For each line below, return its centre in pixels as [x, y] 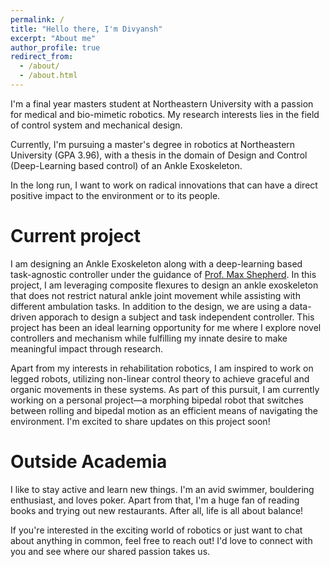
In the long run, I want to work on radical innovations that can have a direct [164, 185]
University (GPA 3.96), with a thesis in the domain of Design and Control [159, 155]
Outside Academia [89, 462]
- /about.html [48, 76]
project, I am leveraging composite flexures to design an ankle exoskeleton [164, 285]
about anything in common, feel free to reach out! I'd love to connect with [161, 540]
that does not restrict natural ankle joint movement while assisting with [155, 295]
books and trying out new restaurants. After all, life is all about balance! [157, 510]
